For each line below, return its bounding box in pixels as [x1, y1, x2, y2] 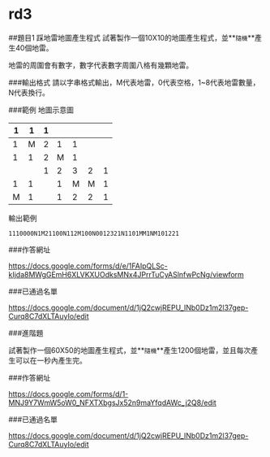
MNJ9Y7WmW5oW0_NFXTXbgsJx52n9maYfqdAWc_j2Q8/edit [8, 398, 216, 407]
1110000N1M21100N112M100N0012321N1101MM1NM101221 [8, 229, 180, 237]
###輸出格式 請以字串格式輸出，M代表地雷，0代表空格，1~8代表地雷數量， [8, 77, 260, 87]
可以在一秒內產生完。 [15, 355, 87, 365]
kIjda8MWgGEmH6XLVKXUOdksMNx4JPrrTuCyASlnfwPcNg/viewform [8, 269, 245, 279]
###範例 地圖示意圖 [8, 105, 75, 115]
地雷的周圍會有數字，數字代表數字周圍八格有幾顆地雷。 [8, 60, 193, 70]
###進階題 [8, 328, 44, 337]
